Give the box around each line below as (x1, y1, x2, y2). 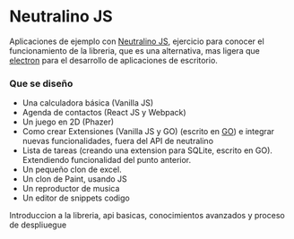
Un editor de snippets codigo (22, 192, 130, 203)
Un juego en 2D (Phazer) (22, 116, 115, 127)
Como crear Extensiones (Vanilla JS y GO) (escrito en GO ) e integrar (22, 126, 275, 137)
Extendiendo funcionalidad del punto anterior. (22, 155, 191, 166)
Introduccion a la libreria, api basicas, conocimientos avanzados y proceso (9, 210, 285, 221)
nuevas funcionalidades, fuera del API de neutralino (22, 136, 213, 147)
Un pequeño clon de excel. (22, 164, 123, 175)
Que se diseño (9, 77, 73, 90)
